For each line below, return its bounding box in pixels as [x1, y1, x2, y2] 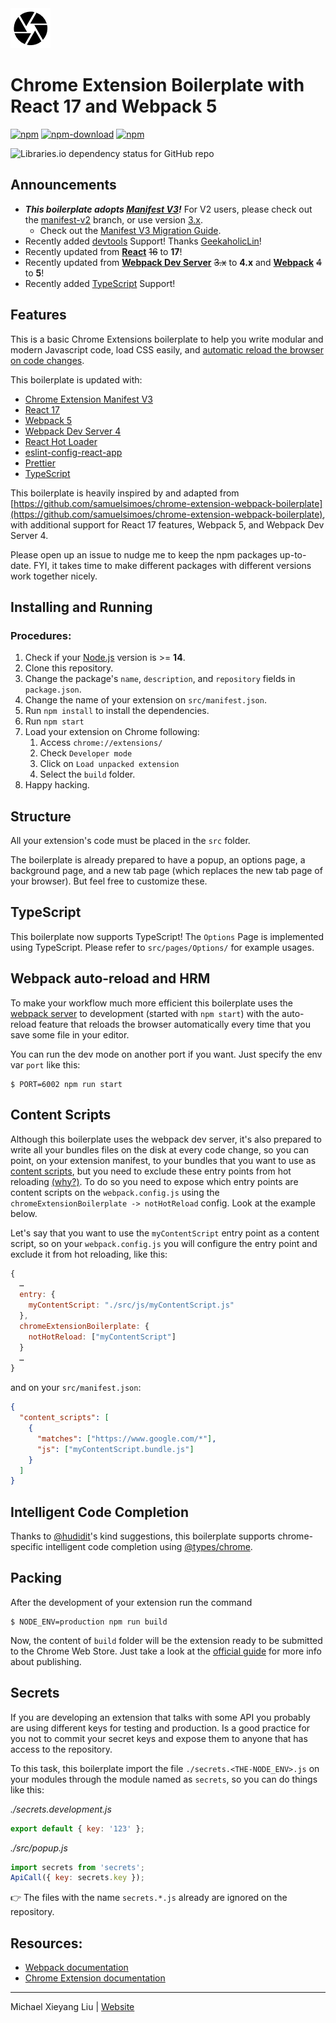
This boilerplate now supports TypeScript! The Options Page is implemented [10, 930, 325, 942]
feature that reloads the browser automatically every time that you [38, 1018, 311, 1030]
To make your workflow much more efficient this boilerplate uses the [10, 997, 294, 1009]
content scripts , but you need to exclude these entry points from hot [10, 1165, 292, 1177]
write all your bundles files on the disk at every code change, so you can [10, 1143, 310, 1156]
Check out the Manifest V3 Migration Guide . [39, 224, 222, 236]
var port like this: [10, 1058, 81, 1071]
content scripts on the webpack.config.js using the [10, 1186, 220, 1198]
